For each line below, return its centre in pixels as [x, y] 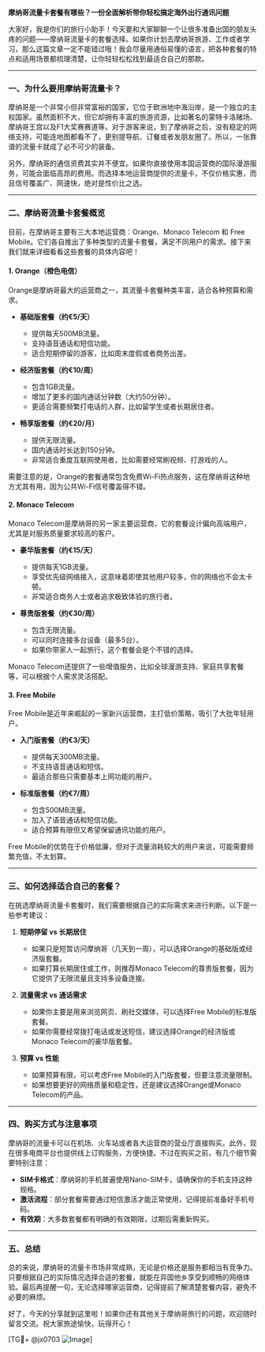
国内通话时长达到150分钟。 [75, 450]
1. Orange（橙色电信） [45, 271]
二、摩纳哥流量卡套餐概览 [57, 213]
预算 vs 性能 [39, 1058]
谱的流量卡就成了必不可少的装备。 [63, 147]
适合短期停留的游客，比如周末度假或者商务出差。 [111, 353]
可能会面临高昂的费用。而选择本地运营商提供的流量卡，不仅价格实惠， [136, 174]
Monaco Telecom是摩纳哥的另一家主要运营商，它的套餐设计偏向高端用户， [129, 523]
